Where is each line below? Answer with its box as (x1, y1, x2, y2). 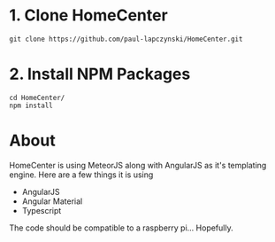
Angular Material (21, 196, 83, 207)
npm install (9, 101, 53, 110)
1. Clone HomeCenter (9, 5, 168, 26)
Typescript (21, 205, 62, 215)
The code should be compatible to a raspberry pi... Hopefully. (9, 222, 233, 233)
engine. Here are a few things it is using (9, 169, 154, 180)
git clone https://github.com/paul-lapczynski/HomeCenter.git (9, 35, 243, 43)
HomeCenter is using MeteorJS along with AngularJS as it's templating (9, 160, 267, 170)
